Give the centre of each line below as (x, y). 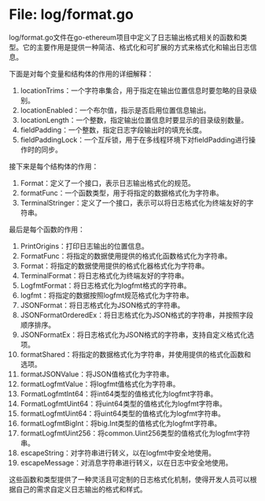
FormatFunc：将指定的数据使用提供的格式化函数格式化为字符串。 (126, 256)
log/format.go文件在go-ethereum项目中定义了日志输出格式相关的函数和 (125, 37)
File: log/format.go (72, 15)
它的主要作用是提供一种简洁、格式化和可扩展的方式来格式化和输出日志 (136, 47)
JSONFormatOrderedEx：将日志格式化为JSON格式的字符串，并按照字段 (137, 315)
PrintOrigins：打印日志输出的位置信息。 (84, 246)
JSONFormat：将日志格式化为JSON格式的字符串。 (102, 305)
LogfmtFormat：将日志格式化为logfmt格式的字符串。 (105, 285)
